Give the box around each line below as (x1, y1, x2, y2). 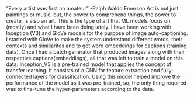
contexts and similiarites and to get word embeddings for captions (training (6, 42, 187, 49)
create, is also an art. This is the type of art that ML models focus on (6, 17, 171, 24)
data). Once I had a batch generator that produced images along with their (6, 48, 185, 55)
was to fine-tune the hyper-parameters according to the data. (6, 86, 154, 92)
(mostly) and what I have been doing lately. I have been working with (6, 23, 172, 30)
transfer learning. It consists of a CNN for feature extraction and (6, 67, 160, 73)
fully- (161, 67, 174, 73)
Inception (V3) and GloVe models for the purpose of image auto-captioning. (6, 30, 188, 37)
